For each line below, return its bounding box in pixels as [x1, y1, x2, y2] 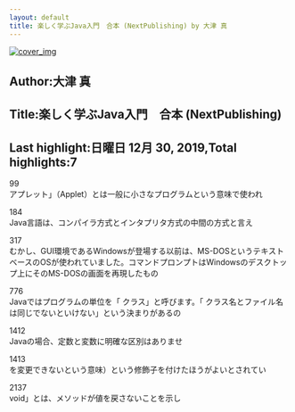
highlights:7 [9, 154, 78, 169]
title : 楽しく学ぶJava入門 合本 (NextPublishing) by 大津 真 [9, 21, 227, 30]
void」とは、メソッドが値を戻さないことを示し [9, 393, 181, 404]
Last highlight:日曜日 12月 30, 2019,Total [9, 140, 238, 155]
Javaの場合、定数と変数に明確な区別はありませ [9, 336, 183, 347]
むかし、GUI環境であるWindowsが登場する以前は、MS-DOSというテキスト [9, 246, 284, 257]
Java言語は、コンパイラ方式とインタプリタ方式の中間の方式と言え [9, 218, 254, 228]
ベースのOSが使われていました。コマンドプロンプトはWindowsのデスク [9, 257, 272, 268]
